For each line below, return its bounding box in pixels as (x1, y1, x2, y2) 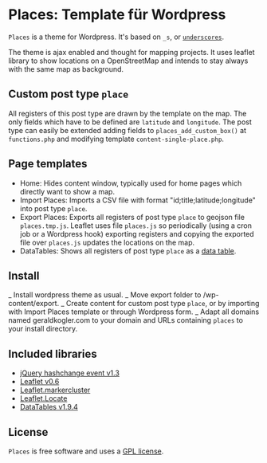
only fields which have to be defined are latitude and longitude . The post (8, 117, 253, 127)
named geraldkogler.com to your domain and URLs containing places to (8, 316, 243, 325)
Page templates (8, 157, 88, 171)
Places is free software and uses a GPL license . (8, 446, 164, 456)
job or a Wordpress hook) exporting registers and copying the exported (19, 229, 254, 238)
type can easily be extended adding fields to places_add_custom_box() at (8, 125, 247, 135)
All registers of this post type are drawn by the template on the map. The (8, 108, 247, 118)
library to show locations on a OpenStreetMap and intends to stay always (8, 56, 249, 65)
